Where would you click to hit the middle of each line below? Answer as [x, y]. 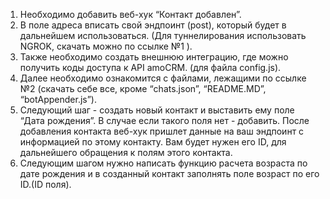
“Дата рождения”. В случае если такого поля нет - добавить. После [164, 120]
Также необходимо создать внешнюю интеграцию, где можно [154, 57]
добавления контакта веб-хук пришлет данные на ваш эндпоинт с [162, 131]
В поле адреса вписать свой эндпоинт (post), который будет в [153, 25]
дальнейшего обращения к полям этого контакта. [126, 152]
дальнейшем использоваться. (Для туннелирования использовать [163, 35]
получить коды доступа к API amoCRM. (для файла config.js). [150, 67]
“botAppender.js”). [58, 99]
